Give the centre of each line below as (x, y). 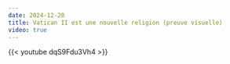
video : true (27, 30)
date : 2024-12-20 (37, 15)
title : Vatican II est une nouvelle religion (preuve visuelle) (115, 23)
